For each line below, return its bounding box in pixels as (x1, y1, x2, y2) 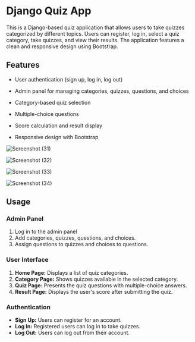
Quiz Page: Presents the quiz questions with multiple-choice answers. (14, 281, 187, 289)
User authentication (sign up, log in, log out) (14, 76, 123, 83)
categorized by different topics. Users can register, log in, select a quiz (6, 30, 180, 37)
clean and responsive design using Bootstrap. (6, 43, 118, 50)
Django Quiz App (6, 4, 92, 18)
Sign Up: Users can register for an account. (14, 316, 122, 324)
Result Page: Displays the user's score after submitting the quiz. (14, 288, 173, 295)
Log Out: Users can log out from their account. (14, 329, 130, 337)
